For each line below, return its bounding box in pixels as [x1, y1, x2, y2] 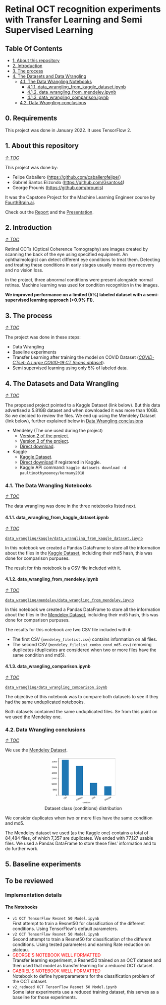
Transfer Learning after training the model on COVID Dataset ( [12, 354, 139, 360]
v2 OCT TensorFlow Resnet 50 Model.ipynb [12, 932, 99, 937]
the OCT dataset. [12, 978, 48, 984]
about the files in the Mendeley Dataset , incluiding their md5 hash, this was [5, 611, 159, 617]
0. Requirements [5, 114, 57, 123]
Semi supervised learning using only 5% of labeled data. [12, 365, 128, 371]
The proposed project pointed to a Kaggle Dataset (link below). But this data [5, 402, 161, 408]
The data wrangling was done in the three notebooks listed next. [5, 503, 137, 509]
